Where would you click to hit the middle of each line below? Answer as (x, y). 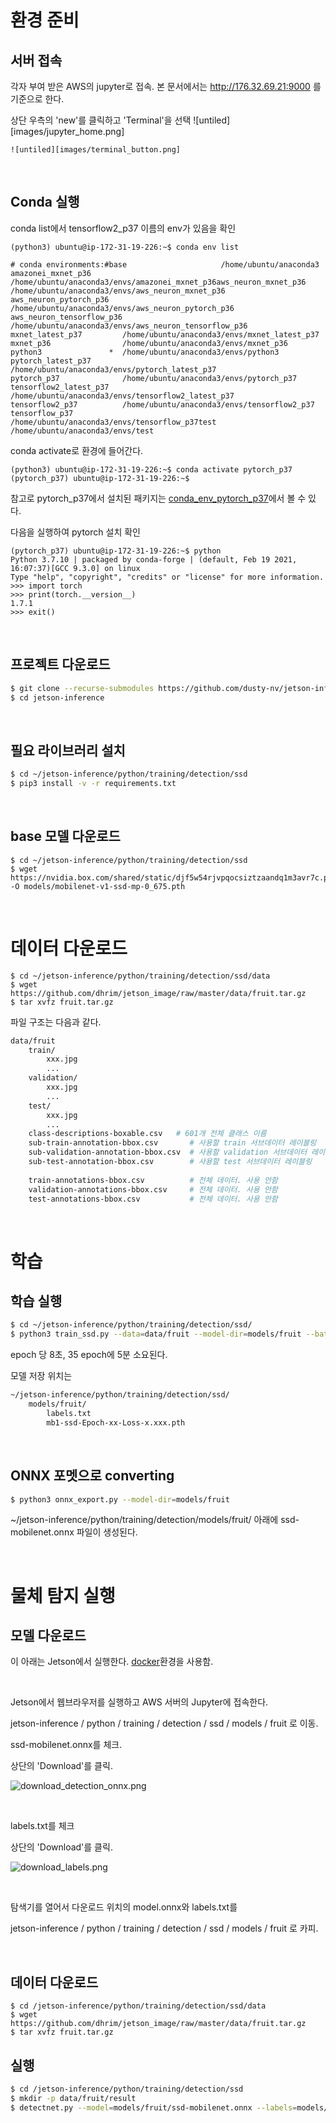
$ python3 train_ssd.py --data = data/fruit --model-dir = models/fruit (156, 1334)
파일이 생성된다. (107, 1532)
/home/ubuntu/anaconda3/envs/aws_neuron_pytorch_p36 (122, 308)
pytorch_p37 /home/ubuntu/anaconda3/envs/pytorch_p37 (154, 378)
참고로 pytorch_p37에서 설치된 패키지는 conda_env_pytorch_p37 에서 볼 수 (158, 498)
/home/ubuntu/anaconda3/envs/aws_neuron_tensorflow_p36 (129, 326)
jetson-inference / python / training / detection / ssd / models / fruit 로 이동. (164, 1723)
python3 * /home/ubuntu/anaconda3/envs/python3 (145, 352)
